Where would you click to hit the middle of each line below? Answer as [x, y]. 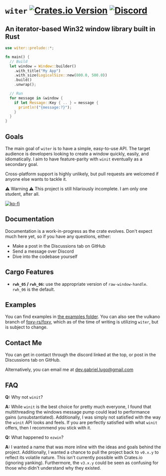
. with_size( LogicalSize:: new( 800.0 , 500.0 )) [61, 75]
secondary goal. [22, 164]
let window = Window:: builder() [43, 66]
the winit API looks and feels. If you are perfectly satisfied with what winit [81, 423]
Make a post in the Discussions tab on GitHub [59, 246]
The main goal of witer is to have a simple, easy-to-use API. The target [78, 148]
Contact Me [24, 343]
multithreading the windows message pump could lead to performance [78, 412]
